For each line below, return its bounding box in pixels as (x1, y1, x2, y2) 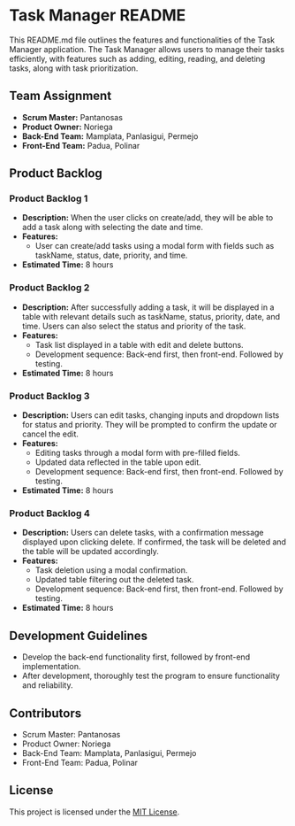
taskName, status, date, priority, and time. (34, 250, 188, 261)
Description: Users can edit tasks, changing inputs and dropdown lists (21, 410, 280, 421)
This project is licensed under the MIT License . (9, 807, 180, 817)
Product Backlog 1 (9, 192, 88, 205)
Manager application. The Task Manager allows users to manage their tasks (9, 43, 285, 54)
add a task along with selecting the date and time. (21, 222, 204, 233)
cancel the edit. (21, 428, 79, 439)
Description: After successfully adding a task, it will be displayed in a (21, 302, 275, 313)
